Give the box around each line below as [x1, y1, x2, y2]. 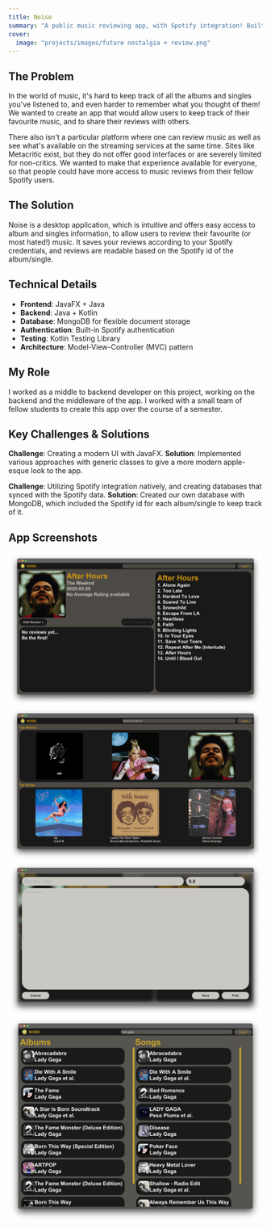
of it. [8, 507, 24, 517]
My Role [8, 366, 51, 379]
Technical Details [8, 278, 98, 291]
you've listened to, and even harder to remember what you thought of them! [8, 99, 261, 109]
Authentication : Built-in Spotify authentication [19, 325, 175, 334]
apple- [223, 457, 246, 467]
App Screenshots [8, 530, 98, 544]
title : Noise [8, 13, 52, 21]
